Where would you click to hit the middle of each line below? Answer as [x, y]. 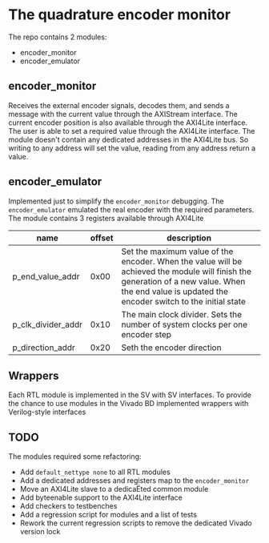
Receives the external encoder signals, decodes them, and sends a [119, 105]
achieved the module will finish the [187, 271]
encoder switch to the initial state [183, 301]
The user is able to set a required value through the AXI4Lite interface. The [132, 131]
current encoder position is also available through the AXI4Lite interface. [128, 123]
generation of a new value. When [183, 281]
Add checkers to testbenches [68, 506]
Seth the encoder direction [171, 348]
